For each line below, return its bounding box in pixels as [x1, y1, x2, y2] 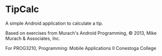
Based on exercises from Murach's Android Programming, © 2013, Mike [5, 30, 157, 36]
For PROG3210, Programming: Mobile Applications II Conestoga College [5, 45, 157, 51]
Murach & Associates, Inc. [5, 35, 60, 41]
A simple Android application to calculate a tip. [5, 20, 103, 26]
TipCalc [5, 4, 39, 15]
